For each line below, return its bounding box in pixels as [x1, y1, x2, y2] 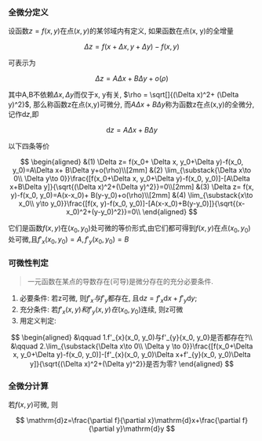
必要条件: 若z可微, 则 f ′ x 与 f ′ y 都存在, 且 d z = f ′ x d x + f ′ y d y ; [19, 293, 198, 304]
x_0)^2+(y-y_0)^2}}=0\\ [66, 207, 141, 217]
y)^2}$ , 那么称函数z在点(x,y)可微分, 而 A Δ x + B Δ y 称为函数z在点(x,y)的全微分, [8, 100, 255, 109]
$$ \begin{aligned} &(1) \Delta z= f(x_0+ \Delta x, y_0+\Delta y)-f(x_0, [20, 157, 244, 166]
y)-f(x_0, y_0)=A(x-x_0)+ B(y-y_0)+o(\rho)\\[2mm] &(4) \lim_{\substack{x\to [10, 191, 253, 200]
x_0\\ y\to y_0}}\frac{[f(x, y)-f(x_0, [18, 199, 128, 209]
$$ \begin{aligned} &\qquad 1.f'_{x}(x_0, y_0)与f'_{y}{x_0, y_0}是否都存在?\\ [10, 332, 253, 342]
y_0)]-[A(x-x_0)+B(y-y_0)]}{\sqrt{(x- [129, 199, 246, 209]
